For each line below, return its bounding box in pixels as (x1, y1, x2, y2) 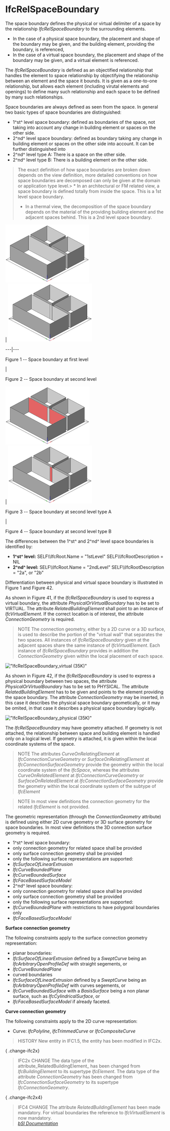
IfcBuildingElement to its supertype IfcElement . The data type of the (17, 1068, 160, 1074)
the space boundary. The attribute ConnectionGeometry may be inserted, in (5, 694, 164, 700)
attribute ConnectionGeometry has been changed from (17, 1074, 133, 1080)
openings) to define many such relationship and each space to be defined (5, 88, 160, 94)
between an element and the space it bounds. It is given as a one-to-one (5, 78, 157, 84)
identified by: (5, 543, 33, 549)
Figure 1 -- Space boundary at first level (5, 356, 89, 362)
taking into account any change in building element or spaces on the (12, 124, 156, 130)
